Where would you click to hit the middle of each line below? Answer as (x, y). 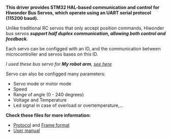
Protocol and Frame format (41, 125)
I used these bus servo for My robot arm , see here (59, 64)
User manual (26, 130)
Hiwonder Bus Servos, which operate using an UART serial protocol (79, 13)
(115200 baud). (22, 18)
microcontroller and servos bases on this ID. (52, 54)
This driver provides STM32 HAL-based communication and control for (83, 7)
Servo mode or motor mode (42, 84)
